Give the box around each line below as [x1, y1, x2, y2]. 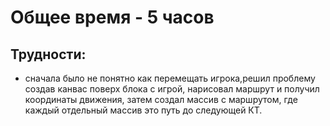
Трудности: [10, 46, 87, 63]
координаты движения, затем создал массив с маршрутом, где [24, 94, 298, 105]
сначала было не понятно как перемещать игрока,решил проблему [24, 72, 316, 84]
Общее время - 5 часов [10, 6, 215, 29]
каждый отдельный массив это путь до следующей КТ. [24, 104, 263, 116]
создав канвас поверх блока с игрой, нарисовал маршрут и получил [24, 83, 320, 95]
